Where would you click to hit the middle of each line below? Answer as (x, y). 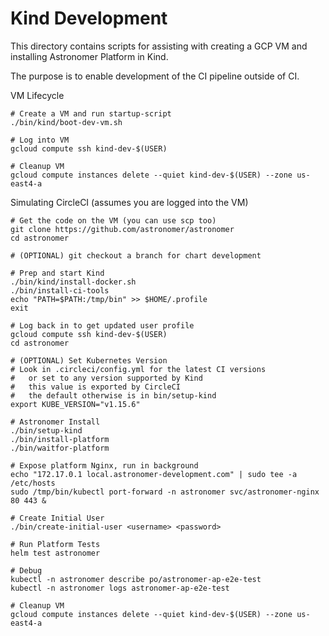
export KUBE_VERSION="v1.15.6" (75, 404)
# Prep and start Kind (57, 273)
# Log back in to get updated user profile (102, 325)
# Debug (26, 570)
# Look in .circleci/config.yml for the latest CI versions (138, 369)
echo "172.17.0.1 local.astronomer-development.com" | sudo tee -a (154, 474)
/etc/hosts (33, 483)
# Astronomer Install (55, 422)
